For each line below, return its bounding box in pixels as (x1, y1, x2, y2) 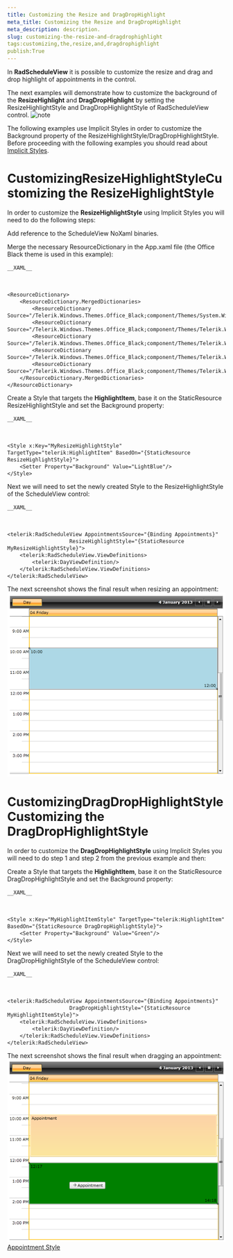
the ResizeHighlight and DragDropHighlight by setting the (7, 96, 175, 104)
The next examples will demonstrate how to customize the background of (7, 89, 217, 97)
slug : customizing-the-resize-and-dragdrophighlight (7, 33, 163, 40)
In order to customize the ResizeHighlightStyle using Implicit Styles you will (7, 208, 225, 217)
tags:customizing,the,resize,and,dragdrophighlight (7, 40, 159, 48)
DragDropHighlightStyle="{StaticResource (69, 1004, 191, 1011)
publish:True (7, 48, 45, 55)
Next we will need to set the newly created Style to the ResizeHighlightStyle (7, 482, 224, 490)
